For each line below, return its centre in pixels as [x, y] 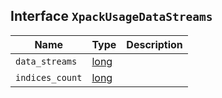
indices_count [49, 77]
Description [154, 44]
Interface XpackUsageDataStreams [111, 16]
